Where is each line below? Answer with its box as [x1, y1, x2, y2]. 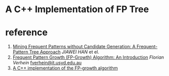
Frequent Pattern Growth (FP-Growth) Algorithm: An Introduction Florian [12, 54, 164, 60]
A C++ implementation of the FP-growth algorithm [12, 65, 118, 71]
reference [5, 27, 48, 39]
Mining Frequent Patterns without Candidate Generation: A [12, 44, 136, 50]
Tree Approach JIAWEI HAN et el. [29, 49, 99, 55]
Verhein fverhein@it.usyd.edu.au [12, 60, 82, 66]
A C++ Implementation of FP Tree [5, 4, 149, 15]
